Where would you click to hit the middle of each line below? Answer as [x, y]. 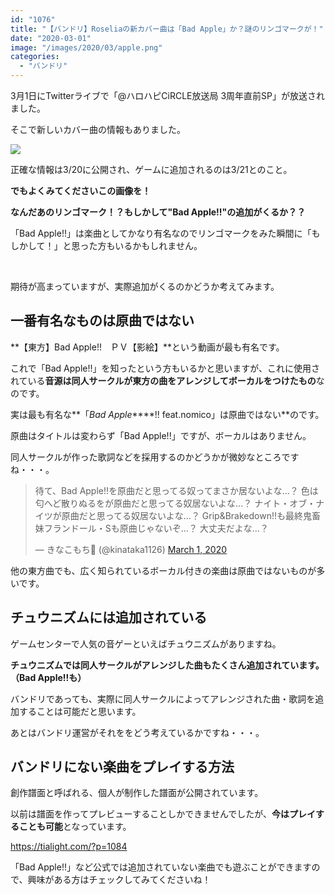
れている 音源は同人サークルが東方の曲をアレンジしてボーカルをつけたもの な [167, 380]
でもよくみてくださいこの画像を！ [81, 190]
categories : [35, 57]
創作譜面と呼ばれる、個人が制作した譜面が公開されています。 [137, 793]
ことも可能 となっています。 [75, 827]
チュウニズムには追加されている [109, 617]
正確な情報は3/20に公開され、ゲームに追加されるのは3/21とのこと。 [151, 169]
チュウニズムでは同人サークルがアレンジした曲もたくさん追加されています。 [167, 665]
